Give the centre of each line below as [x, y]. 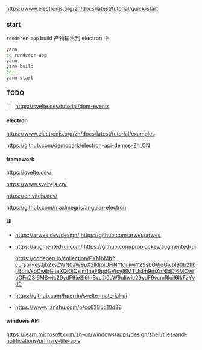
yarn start [20, 78]
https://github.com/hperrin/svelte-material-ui [71, 295]
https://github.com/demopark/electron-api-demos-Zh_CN [78, 145]
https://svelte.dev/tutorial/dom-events [62, 106]
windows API [23, 321]
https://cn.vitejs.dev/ [32, 196]
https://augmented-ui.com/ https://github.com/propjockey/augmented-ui [106, 246]
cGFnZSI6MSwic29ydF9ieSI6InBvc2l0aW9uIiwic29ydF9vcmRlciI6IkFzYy [105, 277]
